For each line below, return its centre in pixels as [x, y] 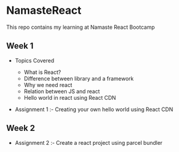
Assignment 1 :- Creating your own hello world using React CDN [94, 109]
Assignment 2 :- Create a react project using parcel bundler [89, 142]
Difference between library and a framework [79, 78]
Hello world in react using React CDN [70, 97]
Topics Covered [35, 60]
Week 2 [21, 128]
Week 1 [20, 46]
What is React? [42, 72]
